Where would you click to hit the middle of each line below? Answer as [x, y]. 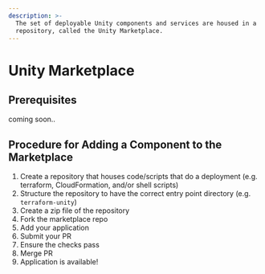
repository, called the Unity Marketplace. [89, 31]
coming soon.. [32, 119]
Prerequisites [43, 100]
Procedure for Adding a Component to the [115, 144]
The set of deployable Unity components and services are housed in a [136, 23]
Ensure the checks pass [60, 245]
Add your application [55, 228]
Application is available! [59, 262]
